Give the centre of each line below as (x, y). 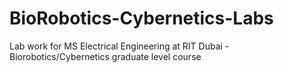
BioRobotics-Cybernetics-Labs (141, 18)
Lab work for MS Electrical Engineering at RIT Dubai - (119, 46)
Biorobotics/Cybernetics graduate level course (105, 56)
